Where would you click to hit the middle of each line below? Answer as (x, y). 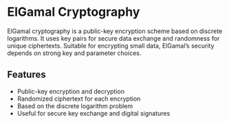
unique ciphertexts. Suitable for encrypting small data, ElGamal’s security (111, 45)
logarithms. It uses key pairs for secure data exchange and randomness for (113, 38)
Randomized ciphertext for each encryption (79, 99)
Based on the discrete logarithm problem (75, 106)
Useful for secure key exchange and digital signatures (94, 113)
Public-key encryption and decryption (71, 91)
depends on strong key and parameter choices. (74, 53)
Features (26, 75)
